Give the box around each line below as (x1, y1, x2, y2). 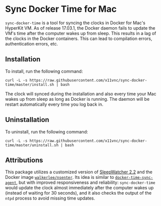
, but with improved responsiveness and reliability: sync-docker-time (16, 179, 156, 186)
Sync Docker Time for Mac (5, 3, 117, 15)
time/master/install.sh (5, 82, 54, 87)
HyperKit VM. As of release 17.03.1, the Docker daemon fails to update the (5, 25, 156, 31)
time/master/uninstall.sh (5, 142, 58, 148)
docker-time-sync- (115, 175, 153, 180)
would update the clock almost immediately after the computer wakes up (5, 185, 154, 191)
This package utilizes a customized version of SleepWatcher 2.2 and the (5, 169, 153, 175)
